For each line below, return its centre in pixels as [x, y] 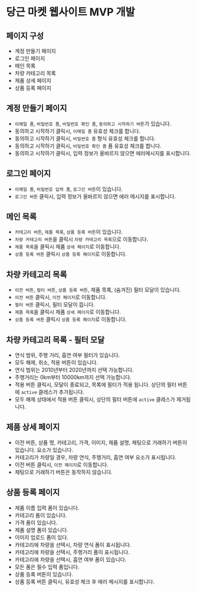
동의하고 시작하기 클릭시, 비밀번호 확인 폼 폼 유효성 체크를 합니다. [88, 146]
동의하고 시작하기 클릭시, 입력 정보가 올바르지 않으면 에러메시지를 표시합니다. [103, 153]
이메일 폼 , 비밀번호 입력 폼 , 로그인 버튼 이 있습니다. [68, 189]
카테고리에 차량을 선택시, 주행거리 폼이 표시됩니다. [72, 552]
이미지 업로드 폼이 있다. [42, 537]
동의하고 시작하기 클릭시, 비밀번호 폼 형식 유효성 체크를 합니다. [85, 138]
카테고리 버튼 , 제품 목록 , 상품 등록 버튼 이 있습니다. [68, 232]
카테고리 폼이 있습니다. [41, 515]
